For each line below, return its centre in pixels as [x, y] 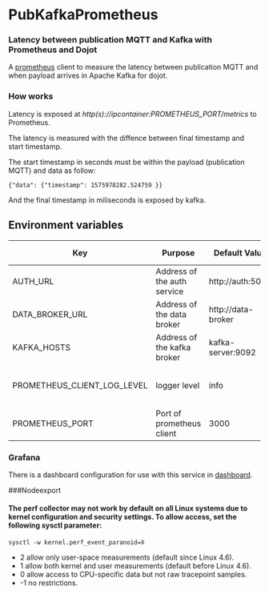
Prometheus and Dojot [53, 50]
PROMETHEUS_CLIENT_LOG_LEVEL [80, 385]
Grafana [24, 457]
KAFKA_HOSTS [41, 347]
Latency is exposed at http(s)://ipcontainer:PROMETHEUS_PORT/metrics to [133, 114]
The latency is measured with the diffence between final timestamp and [126, 138]
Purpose [178, 252]
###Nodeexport [35, 490]
